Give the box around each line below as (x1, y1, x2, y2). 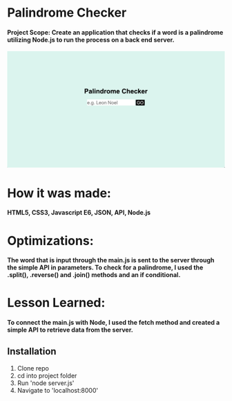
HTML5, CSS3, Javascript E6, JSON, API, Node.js (7, 208, 151, 217)
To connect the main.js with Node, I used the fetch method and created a (7, 318, 220, 326)
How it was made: (7, 185, 112, 201)
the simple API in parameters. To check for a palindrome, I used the (7, 263, 204, 271)
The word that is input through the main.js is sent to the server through (7, 256, 215, 265)
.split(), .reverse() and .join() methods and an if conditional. (7, 271, 181, 279)
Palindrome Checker (7, 5, 127, 21)
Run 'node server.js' (17, 379, 75, 387)
